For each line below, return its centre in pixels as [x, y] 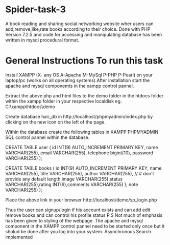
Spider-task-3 [36, 9]
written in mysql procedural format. [42, 40]
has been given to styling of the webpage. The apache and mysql [74, 220]
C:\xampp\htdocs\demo [30, 107]
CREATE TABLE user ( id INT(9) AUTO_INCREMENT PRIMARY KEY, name [82, 147]
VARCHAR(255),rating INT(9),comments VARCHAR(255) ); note [72, 184]
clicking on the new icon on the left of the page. [55, 122]
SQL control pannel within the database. [47, 137]
